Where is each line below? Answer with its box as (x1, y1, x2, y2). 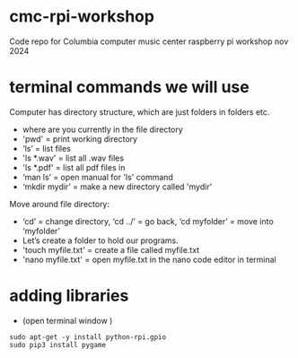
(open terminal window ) (22, 315, 113, 326)
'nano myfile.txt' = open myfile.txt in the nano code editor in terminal (22, 254, 276, 265)
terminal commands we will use (9, 77, 250, 98)
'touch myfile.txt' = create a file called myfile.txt (22, 244, 200, 255)
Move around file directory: (9, 198, 110, 209)
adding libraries (9, 285, 129, 306)
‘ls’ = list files (22, 143, 72, 153)
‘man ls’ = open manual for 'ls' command (22, 171, 173, 182)
